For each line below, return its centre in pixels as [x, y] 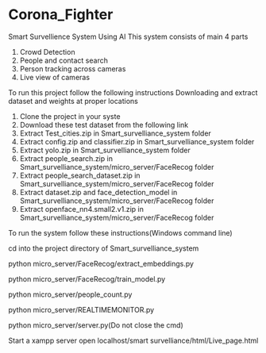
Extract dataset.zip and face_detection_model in [98, 192]
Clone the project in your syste [70, 116]
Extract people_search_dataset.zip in [80, 175]
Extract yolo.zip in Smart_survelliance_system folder [105, 150]
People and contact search [64, 60]
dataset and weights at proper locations [73, 101]
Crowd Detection [47, 52]
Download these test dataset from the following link [104, 125]
